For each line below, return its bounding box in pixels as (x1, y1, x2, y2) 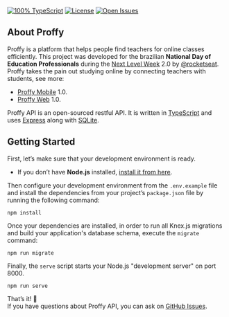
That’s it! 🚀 (7, 294, 37, 302)
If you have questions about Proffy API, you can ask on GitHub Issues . (7, 302, 207, 310)
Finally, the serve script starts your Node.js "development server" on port (7, 262, 217, 270)
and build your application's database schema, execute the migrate (7, 228, 200, 237)
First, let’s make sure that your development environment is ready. (7, 154, 196, 163)
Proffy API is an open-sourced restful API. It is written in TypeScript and (7, 108, 212, 117)
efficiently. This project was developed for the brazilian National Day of (7, 52, 212, 60)
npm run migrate (7, 249, 54, 256)
